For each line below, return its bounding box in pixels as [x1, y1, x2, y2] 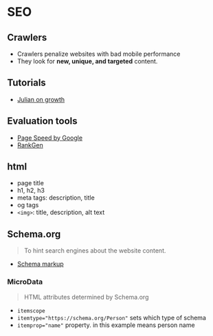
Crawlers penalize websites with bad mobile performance [16, 50, 181, 58]
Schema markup [16, 260, 64, 269]
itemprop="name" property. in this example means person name [16, 321, 195, 329]
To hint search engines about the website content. [23, 246, 166, 255]
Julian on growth [16, 95, 65, 103]
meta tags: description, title [16, 193, 95, 202]
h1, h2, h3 [16, 187, 45, 195]
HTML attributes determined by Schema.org [23, 293, 149, 301]
